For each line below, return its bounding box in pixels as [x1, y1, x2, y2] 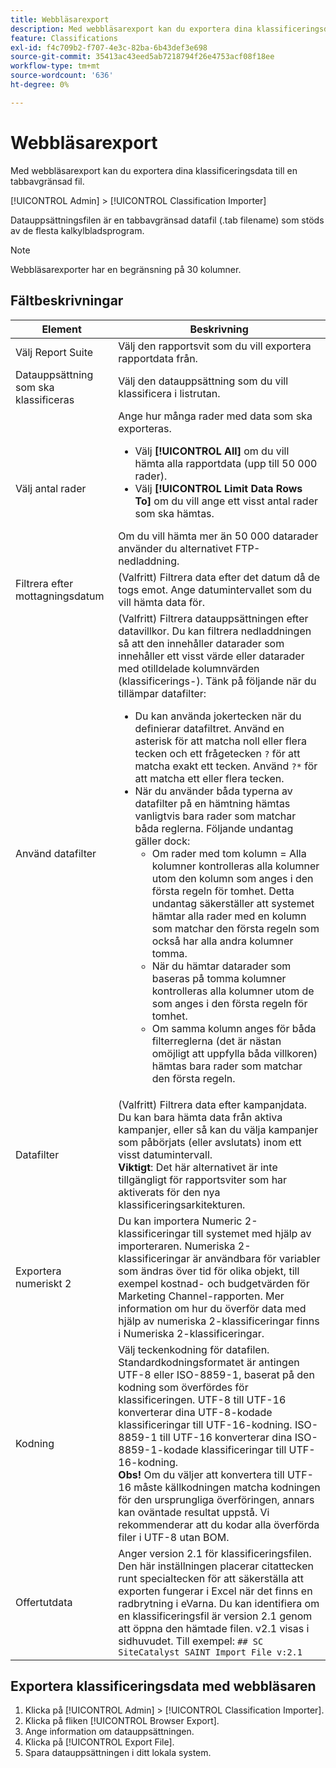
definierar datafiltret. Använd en [134, 721, 285, 735]
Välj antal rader [15, 481, 87, 495]
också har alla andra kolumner [151, 934, 294, 948]
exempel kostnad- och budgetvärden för [118, 1276, 310, 1290]
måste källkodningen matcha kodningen [133, 1480, 321, 1494]
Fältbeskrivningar [10, 292, 124, 310]
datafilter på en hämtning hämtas [134, 796, 291, 810]
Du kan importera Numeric [118, 1214, 243, 1228]
